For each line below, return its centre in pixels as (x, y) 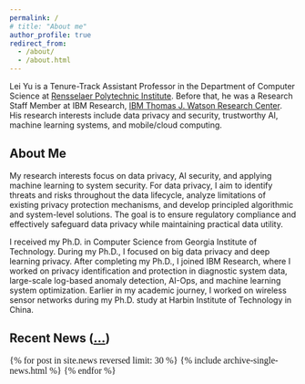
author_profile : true (51, 35)
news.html (29, 370)
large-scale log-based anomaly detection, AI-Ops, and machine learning (145, 280)
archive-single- (250, 360)
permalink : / (34, 18)
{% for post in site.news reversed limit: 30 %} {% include (115, 360)
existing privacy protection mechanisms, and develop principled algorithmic (152, 204)
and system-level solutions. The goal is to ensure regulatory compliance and (153, 214)
